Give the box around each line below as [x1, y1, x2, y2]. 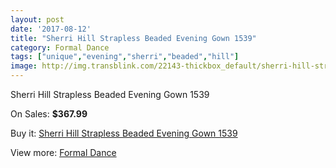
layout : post [10, 14, 65, 25]
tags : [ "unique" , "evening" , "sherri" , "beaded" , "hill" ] [10, 52, 240, 62]
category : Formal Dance [10, 42, 110, 53]
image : [10, 61, 38, 71]
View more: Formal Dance [10, 147, 117, 158]
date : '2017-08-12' [10, 24, 92, 34]
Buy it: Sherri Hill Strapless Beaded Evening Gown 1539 [10, 127, 238, 139]
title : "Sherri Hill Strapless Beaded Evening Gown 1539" [10, 33, 257, 43]
